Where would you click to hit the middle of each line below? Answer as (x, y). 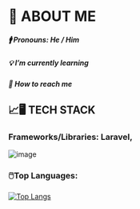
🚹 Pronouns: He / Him (44, 39)
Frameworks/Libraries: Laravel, (71, 137)
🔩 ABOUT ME (52, 16)
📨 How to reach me (40, 84)
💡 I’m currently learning (49, 63)
